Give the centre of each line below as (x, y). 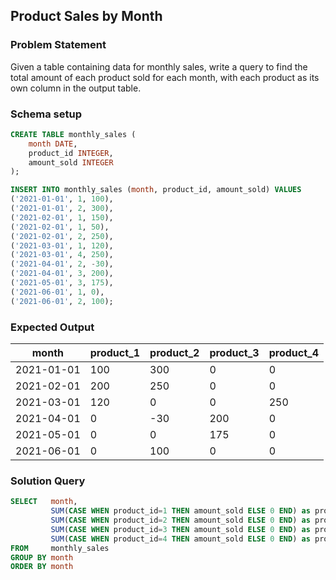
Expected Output (52, 327)
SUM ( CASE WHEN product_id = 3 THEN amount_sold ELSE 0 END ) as (180, 529)
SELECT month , (44, 502)
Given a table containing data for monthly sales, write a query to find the (159, 66)
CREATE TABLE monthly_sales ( (73, 134)
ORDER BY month (42, 567)
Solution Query (48, 481)
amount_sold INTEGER (71, 162)
